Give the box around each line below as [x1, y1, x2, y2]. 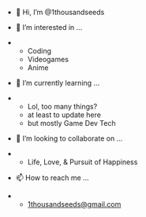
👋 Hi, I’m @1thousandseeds [15, 8, 105, 17]
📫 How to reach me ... [15, 173, 89, 182]
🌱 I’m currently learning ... [15, 79, 100, 87]
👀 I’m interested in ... [15, 23, 83, 31]
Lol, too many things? [27, 102, 98, 111]
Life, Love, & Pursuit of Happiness [27, 157, 138, 167]
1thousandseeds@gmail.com [27, 200, 122, 208]
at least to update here [27, 110, 101, 120]
